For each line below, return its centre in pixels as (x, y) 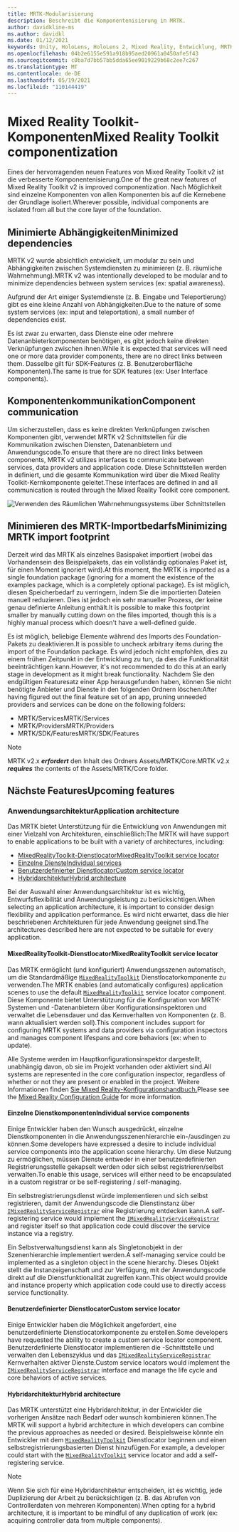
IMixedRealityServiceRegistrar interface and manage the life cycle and (112, 1370)
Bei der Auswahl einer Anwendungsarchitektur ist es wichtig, (97, 892)
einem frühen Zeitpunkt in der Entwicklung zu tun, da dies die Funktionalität (118, 659)
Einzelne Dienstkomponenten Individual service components (99, 1113)
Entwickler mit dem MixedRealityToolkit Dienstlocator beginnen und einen (117, 1440)
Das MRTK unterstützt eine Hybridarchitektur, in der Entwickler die (105, 1410)
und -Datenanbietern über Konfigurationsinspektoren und (122, 1007)
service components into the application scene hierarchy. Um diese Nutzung (119, 1151)
